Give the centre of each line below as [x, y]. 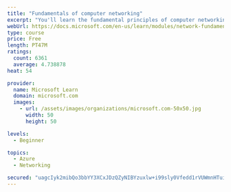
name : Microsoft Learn [46, 90]
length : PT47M [27, 45]
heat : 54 [20, 71]
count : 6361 [31, 58]
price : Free [24, 39]
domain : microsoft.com [46, 96]
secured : [20, 178]
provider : [21, 83]
